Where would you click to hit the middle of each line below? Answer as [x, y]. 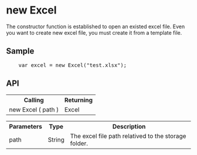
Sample [20, 51]
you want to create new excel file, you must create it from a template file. [94, 32]
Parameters [26, 126]
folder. [79, 143]
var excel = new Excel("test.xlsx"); [73, 65]
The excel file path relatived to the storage [128, 136]
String [56, 140]
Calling [34, 100]
